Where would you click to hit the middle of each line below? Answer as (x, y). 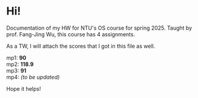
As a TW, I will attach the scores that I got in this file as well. (81, 46)
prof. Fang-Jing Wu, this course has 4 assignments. (71, 34)
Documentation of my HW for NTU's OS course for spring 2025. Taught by (99, 28)
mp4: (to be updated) (33, 77)
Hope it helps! (24, 88)
